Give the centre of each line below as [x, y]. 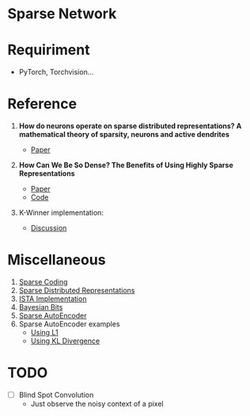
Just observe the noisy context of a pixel [97, 404]
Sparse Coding [43, 282]
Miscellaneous [57, 260]
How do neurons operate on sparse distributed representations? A [130, 126]
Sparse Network [62, 14]
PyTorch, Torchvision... [56, 72]
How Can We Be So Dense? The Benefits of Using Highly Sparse [126, 165]
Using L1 [44, 332]
